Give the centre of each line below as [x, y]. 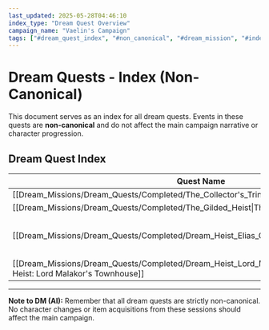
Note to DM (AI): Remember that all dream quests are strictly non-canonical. [134, 301]
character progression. [46, 133]
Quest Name [201, 181]
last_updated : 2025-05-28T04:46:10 [68, 16]
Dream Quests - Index [82, 78]
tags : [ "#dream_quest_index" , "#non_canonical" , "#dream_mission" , [123, 38]
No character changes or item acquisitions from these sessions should [125, 309]
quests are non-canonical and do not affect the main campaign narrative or [133, 125]
